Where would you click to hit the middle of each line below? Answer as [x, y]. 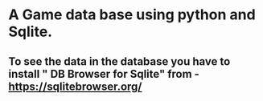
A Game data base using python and [132, 15]
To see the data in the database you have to [119, 61]
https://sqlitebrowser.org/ [75, 86]
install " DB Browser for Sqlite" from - [104, 74]
